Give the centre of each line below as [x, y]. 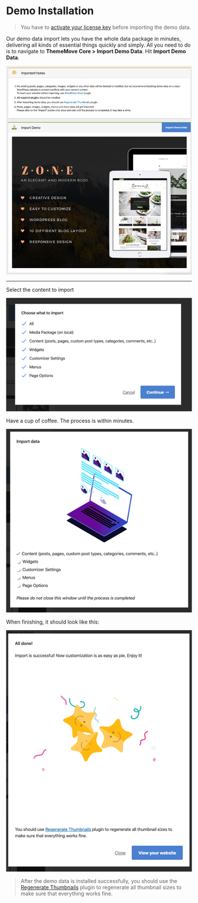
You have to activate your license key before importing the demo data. [106, 27]
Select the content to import [40, 290]
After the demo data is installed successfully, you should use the [99, 881]
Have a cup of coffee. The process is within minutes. [70, 420]
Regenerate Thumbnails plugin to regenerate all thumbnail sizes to [101, 887]
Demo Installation [50, 11]
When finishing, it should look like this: [53, 622]
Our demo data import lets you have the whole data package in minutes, [94, 38]
